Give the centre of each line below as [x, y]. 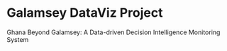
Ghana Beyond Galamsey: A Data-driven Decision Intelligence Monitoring [113, 32]
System [18, 39]
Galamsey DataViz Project [85, 13]
